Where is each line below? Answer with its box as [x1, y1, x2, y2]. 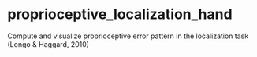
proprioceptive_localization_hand [7, 5, 233, 23]
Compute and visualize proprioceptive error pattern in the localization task [7, 31, 249, 41]
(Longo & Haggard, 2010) [7, 39, 90, 48]
